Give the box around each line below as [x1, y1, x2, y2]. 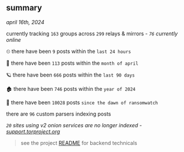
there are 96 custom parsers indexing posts [6, 110, 111, 117]
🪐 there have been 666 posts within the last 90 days [6, 71, 135, 78]
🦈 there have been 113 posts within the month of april [6, 60, 139, 67]
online [6, 36, 21, 43]
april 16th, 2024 [6, 18, 45, 25]
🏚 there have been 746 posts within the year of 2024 [6, 85, 136, 92]
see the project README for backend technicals [20, 139, 137, 146]
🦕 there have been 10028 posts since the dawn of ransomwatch [6, 98, 158, 106]
